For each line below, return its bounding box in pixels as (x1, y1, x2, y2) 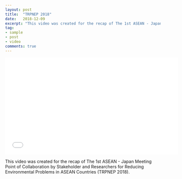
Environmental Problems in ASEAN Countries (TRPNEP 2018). (5, 169, 130, 175)
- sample (5, 30, 23, 35)
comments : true (5, 44, 36, 49)
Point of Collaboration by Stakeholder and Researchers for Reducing (5, 163, 144, 170)
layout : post (5, 7, 32, 12)
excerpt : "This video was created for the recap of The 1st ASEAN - (5, 21, 149, 26)
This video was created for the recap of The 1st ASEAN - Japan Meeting (5, 158, 152, 164)
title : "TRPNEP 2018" (5, 12, 52, 17)
